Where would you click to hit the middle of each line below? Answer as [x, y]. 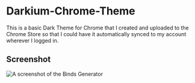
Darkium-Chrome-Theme [71, 11]
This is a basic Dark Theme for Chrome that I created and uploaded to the [97, 28]
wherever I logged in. [32, 40]
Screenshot [29, 59]
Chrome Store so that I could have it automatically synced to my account [96, 34]
